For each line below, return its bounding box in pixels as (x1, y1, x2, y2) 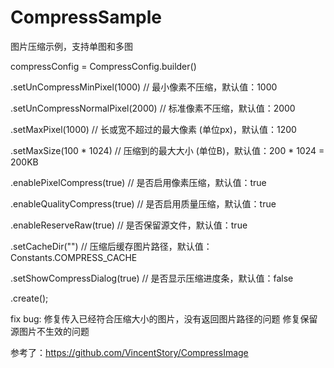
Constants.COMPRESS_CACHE (10, 251, 138, 263)
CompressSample (10, 6, 162, 29)
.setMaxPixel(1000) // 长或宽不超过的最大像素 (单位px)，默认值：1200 (10, 123, 297, 135)
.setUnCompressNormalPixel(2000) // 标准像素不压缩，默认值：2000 (10, 102, 296, 114)
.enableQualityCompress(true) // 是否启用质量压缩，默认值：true (10, 197, 277, 210)
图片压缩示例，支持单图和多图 (10, 40, 133, 52)
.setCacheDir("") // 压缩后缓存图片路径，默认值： (10, 240, 213, 252)
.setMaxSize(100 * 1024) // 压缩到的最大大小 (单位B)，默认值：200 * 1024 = (10, 144, 325, 156)
